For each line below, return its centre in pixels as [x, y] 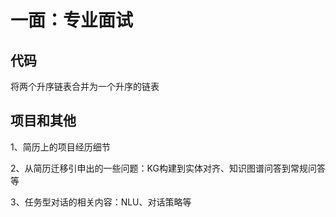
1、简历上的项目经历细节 [60, 147]
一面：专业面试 [72, 20]
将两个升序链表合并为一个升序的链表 [85, 86]
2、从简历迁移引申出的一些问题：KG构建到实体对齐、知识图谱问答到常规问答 [168, 168]
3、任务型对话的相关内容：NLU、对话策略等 [101, 202]
